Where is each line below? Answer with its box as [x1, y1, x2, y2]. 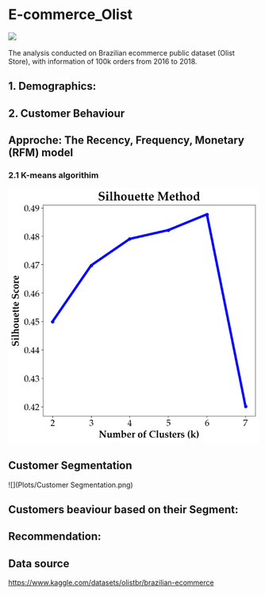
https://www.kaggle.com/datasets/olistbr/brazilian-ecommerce [8, 578, 214, 588]
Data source [8, 557, 70, 570]
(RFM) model [8, 146, 74, 159]
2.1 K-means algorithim [8, 170, 99, 181]
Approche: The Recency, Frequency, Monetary [8, 133, 244, 148]
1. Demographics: [8, 79, 97, 93]
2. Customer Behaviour [8, 106, 125, 120]
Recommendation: [8, 530, 102, 543]
